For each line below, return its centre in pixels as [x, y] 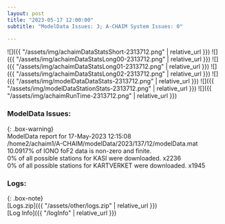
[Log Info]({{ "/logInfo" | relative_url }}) [62, 213]
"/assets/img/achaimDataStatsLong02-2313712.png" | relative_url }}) [114, 74]
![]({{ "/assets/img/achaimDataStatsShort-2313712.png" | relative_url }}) [109, 52]
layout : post [26, 13]
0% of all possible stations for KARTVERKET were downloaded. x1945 [106, 165]
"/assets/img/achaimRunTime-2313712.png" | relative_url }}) [92, 96]
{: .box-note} [25, 198]
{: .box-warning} [30, 129]
